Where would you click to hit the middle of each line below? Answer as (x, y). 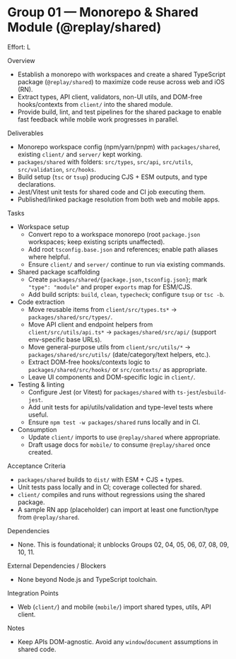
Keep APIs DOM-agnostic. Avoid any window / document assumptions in (118, 641)
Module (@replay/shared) (84, 27)
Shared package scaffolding (59, 272)
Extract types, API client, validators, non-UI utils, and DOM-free (110, 97)
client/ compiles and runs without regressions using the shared (111, 494)
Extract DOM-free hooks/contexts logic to (89, 362)
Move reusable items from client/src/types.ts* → (102, 309)
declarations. (36, 184)
